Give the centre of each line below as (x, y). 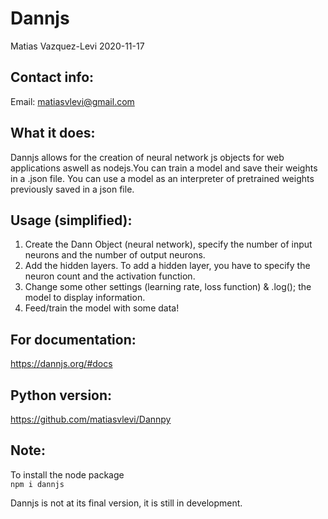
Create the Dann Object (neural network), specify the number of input (168, 244)
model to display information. (85, 298)
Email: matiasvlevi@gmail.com (72, 101)
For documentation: (73, 339)
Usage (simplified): (71, 220)
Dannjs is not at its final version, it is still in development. (126, 503)
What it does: (53, 133)
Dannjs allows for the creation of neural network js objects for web (147, 157)
